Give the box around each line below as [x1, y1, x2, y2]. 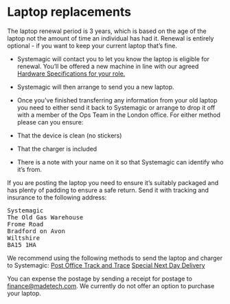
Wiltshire [7, 234, 40, 241]
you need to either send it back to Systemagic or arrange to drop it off [16, 103, 216, 111]
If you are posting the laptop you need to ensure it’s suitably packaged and [7, 178, 219, 186]
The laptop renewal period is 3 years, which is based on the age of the [7, 27, 207, 35]
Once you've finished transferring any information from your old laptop [16, 96, 218, 104]
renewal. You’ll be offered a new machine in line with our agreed [16, 62, 199, 70]
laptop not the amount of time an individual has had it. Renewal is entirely [7, 34, 214, 42]
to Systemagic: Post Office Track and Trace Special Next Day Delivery [7, 261, 205, 269]
